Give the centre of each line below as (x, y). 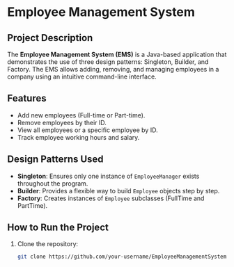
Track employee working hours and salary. (78, 137)
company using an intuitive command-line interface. (82, 76)
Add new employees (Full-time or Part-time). (81, 115)
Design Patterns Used (55, 160)
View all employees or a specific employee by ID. (87, 130)
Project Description (50, 38)
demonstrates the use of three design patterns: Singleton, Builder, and (108, 62)
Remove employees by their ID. (62, 122)
